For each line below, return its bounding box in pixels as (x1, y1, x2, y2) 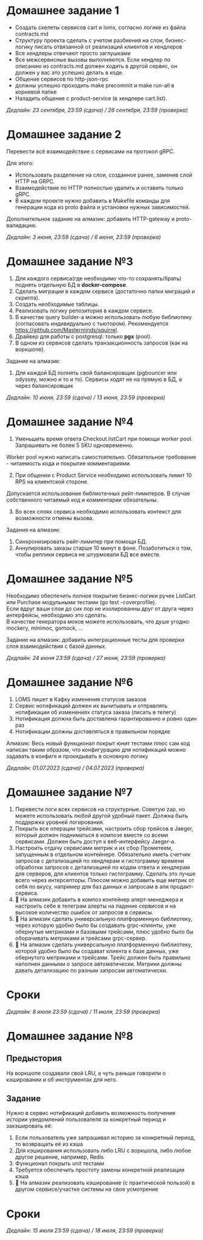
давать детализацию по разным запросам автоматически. (15, 966, 168, 974)
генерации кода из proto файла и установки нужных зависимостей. (15, 203, 190, 211)
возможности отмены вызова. (15, 514, 94, 522)
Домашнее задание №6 (6, 675, 133, 689)
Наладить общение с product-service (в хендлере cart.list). (15, 95, 168, 102)
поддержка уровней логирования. (15, 818, 104, 826)
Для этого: (6, 159, 35, 167)
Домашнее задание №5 (6, 571, 133, 585)
